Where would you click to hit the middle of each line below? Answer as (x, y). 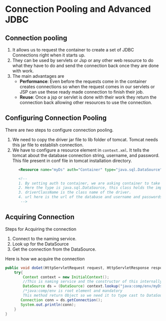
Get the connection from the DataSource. (54, 249)
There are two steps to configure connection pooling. (59, 130)
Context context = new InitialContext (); (66, 277)
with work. (23, 71)
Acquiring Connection (40, 217)
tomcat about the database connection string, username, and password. (86, 155)
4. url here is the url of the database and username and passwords (90, 197)
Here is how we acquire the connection (45, 259)
